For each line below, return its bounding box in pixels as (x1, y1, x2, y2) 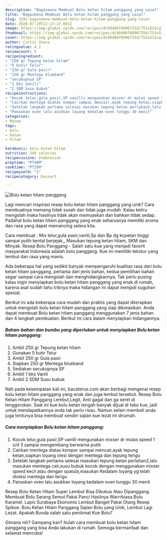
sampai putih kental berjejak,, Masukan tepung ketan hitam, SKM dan (5, 238, 147, 244)
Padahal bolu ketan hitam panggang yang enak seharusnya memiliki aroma (5, 217, 159, 223)
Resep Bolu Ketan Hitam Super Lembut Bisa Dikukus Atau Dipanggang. (5, 489, 151, 495)
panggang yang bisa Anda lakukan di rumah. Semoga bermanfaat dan (5, 525, 149, 531)
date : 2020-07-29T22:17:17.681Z (5, 21, 72, 26)
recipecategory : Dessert (5, 174, 57, 179)
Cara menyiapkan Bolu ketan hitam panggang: (5, 424, 104, 430)
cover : (5, 35, 19, 40)
